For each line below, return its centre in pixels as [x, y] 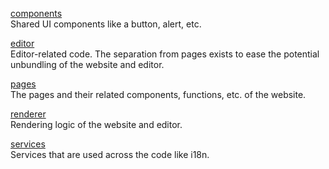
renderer [28, 114]
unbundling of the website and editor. [87, 64]
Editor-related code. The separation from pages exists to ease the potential [165, 54]
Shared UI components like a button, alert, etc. [106, 24]
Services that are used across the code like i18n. [110, 154]
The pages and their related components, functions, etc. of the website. [158, 94]
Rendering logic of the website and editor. [96, 124]
